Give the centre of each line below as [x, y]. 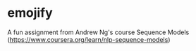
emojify [30, 13]
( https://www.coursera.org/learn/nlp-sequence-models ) [89, 39]
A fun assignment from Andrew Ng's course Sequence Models [98, 32]
